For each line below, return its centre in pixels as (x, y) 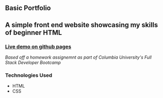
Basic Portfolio (28, 8)
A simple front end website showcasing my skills (81, 25)
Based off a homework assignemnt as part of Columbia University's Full (78, 57)
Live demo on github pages (38, 46)
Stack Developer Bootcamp (33, 63)
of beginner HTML (34, 32)
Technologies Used (29, 75)
